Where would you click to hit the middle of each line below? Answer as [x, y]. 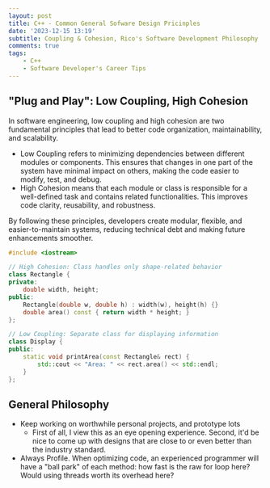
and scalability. [34, 137]
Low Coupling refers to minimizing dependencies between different [132, 154]
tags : [17, 53]
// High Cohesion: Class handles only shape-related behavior [115, 267]
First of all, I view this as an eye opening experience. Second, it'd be [146, 432]
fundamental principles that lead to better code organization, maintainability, [135, 129]
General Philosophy [59, 404]
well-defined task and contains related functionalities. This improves [134, 196]
